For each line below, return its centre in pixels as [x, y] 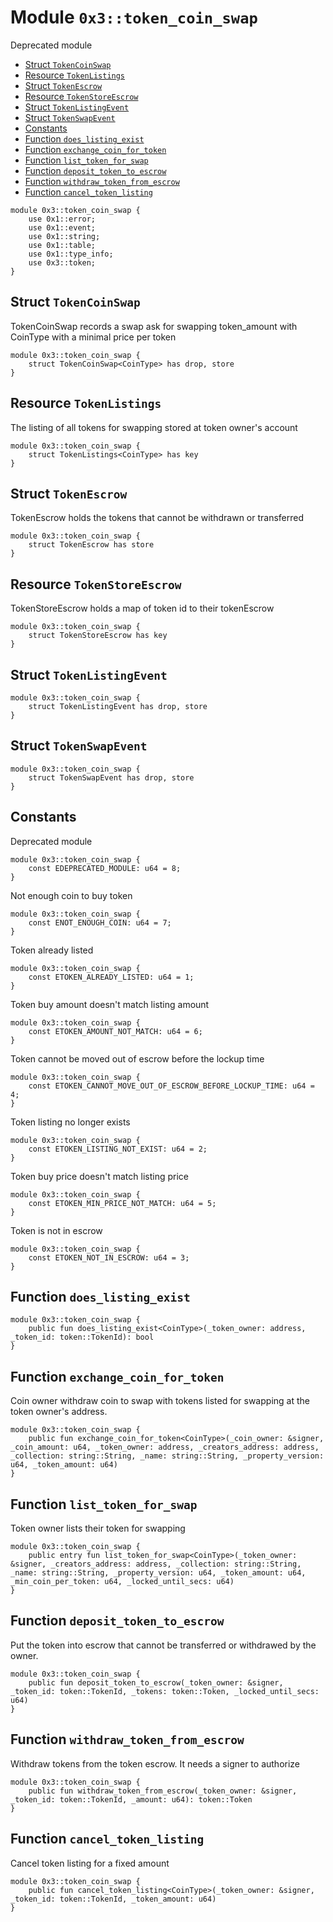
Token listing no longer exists [70, 1122]
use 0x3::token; [62, 262]
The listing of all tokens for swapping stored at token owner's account [154, 427]
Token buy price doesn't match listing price [99, 1176]
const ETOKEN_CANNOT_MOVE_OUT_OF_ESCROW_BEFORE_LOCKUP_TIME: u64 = [171, 1086]
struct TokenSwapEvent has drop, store [111, 777]
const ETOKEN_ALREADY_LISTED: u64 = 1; [111, 977]
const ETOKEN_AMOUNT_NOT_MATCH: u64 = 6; [115, 1031]
